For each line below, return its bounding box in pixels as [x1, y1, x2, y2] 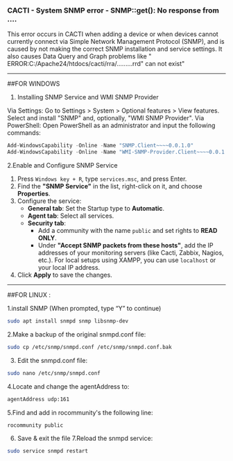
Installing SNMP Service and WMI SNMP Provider [17, 93, 159, 102]
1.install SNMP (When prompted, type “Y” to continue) [7, 305, 162, 313]
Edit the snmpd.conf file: [17, 356, 88, 364]
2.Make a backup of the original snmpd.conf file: [7, 330, 146, 339]
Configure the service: [17, 197, 82, 205]
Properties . [17, 190, 51, 198]
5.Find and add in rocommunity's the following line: [7, 408, 154, 416]
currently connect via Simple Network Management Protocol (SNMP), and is [7, 38, 225, 46]
